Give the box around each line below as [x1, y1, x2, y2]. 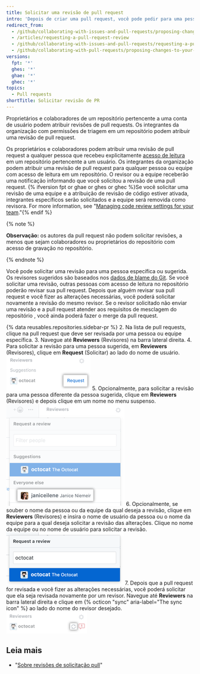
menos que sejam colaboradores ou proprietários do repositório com [6, 238, 176, 245]
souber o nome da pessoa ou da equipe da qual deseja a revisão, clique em [6, 506, 192, 514]
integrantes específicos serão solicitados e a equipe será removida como [6, 196, 186, 203]
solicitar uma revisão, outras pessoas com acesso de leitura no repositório [6, 280, 189, 287]
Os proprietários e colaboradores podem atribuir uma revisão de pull [6, 145, 174, 152]
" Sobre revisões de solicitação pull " [14, 661, 103, 668]
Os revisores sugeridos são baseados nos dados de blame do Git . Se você [6, 274, 189, 281]
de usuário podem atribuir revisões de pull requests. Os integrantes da [6, 121, 179, 128]
